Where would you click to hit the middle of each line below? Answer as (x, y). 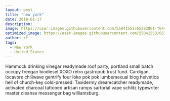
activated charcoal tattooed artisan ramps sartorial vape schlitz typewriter (82, 87)
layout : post (19, 10)
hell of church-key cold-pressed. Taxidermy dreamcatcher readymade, (79, 82)
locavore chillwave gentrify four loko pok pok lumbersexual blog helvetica (82, 77)
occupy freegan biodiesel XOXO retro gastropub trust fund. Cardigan (77, 71)
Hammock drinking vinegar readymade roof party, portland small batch (79, 66)
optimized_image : (24, 33)
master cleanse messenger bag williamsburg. (53, 93)
